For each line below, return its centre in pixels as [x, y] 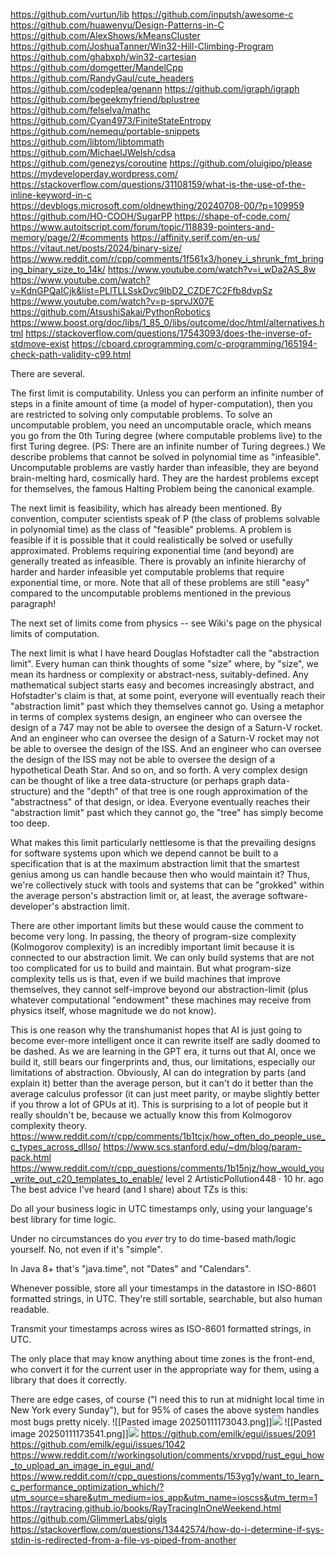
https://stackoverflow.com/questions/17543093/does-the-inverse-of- [168, 333]
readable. [30, 1309]
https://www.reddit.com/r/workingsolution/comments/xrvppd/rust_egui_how [167, 1455]
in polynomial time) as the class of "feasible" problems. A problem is [151, 529]
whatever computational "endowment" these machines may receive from [161, 1000]
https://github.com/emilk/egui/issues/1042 [98, 1444]
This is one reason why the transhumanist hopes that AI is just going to [156, 1030]
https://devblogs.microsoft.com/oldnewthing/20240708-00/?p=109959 [157, 205]
